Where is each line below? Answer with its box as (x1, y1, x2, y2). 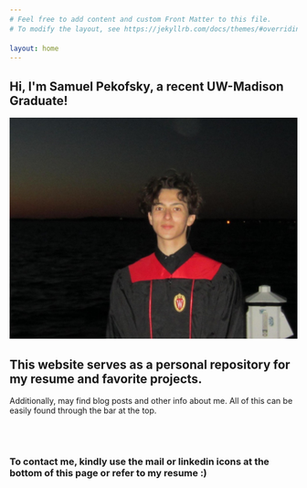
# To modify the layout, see (9, 24, 121, 34)
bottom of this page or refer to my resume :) (9, 467, 207, 480)
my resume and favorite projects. (9, 371, 203, 387)
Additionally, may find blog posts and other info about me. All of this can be (9, 396, 293, 407)
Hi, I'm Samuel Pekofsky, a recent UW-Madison (9, 79, 284, 94)
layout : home (9, 44, 59, 53)
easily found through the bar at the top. (9, 405, 157, 416)
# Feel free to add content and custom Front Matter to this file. (9, 15, 272, 24)
